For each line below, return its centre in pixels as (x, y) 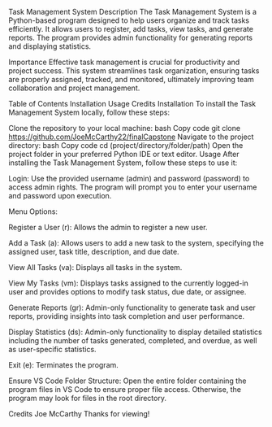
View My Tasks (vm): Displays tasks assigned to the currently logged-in (129, 283)
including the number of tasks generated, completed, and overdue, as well (133, 340)
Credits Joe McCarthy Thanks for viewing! (79, 414)
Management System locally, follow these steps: (89, 112)
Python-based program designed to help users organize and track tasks (129, 20)
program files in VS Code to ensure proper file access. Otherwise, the (125, 389)
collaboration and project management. (74, 88)
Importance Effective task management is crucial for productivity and (124, 62)
